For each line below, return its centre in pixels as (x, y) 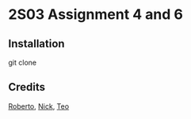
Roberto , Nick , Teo (39, 106)
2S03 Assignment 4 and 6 (96, 15)
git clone (23, 62)
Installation (36, 44)
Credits (27, 87)
